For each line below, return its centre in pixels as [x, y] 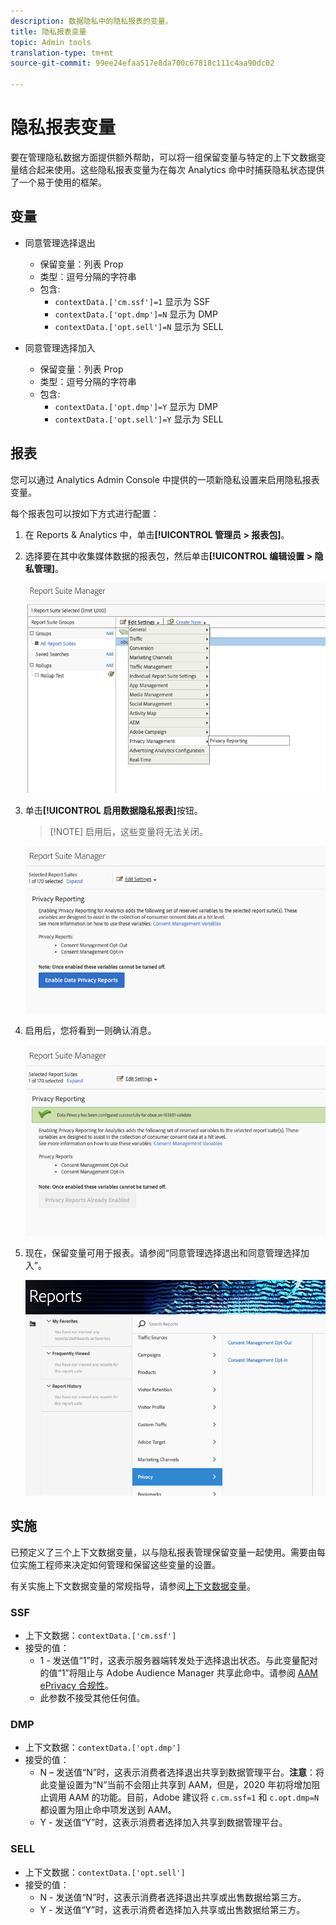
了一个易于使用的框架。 [58, 182]
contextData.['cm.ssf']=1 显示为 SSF [132, 301]
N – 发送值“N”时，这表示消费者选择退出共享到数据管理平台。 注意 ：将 [182, 1772]
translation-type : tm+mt [62, 53]
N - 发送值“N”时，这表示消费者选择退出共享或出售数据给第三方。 [173, 1897]
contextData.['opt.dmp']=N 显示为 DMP [136, 314]
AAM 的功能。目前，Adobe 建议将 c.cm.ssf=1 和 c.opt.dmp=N [194, 1797]
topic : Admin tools [51, 42]
